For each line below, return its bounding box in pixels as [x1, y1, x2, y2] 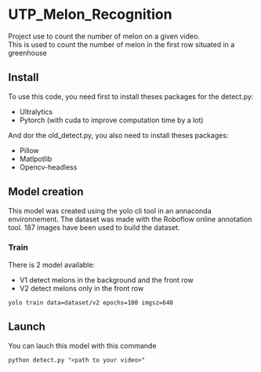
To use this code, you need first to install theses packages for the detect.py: [8, 92, 254, 101]
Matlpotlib [19, 154, 53, 163]
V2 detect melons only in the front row [19, 283, 144, 293]
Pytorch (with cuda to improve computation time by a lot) [19, 115, 204, 125]
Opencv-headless [19, 162, 78, 172]
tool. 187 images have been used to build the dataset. [8, 222, 180, 232]
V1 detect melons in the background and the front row [19, 275, 194, 284]
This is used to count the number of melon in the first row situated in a [8, 39, 235, 49]
